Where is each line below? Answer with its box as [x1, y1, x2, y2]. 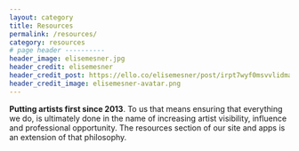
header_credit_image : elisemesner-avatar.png [9, 79, 181, 88]
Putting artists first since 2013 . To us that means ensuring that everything [9, 103, 283, 114]
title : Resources [9, 21, 74, 30]
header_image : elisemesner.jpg [9, 54, 125, 63]
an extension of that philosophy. [9, 131, 127, 142]
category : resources [9, 37, 86, 47]
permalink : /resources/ [9, 29, 98, 38]
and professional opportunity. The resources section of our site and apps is [9, 122, 286, 133]
